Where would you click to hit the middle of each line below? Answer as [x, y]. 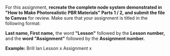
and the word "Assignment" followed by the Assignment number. [75, 38]
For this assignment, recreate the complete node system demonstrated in [84, 7]
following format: [23, 23]
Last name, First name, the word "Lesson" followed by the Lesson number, [85, 33]
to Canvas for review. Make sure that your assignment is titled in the [77, 18]
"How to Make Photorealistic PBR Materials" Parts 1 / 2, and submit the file [85, 13]
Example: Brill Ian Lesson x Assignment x [49, 48]
